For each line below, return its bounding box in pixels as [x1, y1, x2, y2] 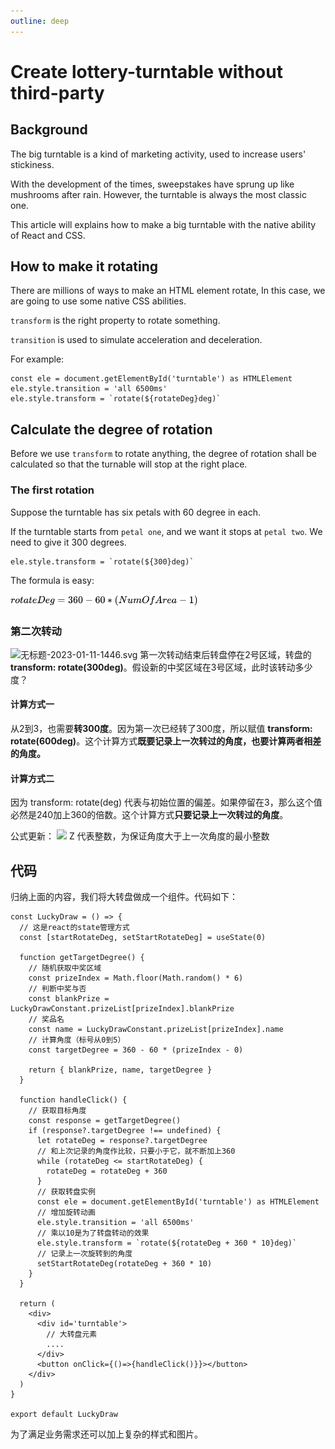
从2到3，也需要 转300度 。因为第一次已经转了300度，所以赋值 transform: [10, 723, 313, 735]
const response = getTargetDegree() [28, 1116, 182, 1126]
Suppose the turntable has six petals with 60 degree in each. [10, 506, 262, 518]
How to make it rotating [10, 258, 158, 275]
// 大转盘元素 [46, 1330, 98, 1340]
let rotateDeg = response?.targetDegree [36, 1136, 208, 1146]
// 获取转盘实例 [36, 1187, 96, 1197]
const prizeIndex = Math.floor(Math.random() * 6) [28, 973, 244, 984]
